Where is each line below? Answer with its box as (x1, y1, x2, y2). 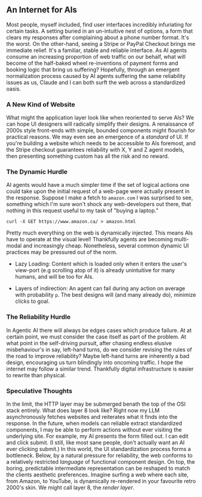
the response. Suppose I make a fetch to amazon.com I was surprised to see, (6, 194, 194, 201)
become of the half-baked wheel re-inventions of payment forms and (6, 59, 178, 67)
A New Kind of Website (6, 100, 75, 108)
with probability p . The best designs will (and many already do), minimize (14, 291, 197, 299)
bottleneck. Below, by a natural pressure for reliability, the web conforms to (6, 452, 193, 459)
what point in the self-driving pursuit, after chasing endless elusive (6, 339, 172, 346)
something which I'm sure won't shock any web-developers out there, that (6, 201, 191, 208)
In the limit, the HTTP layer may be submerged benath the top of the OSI (6, 400, 186, 408)
